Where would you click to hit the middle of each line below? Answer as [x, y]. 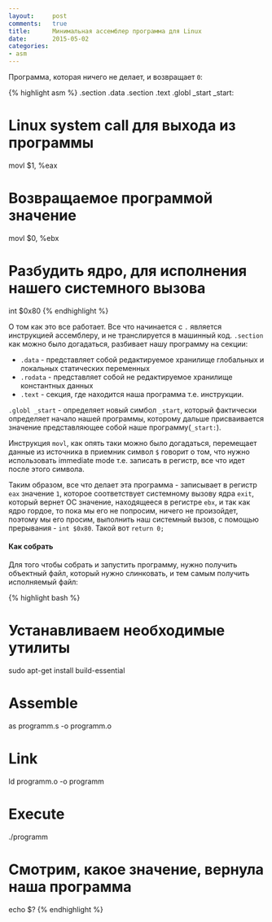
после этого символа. [46, 469]
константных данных [57, 385]
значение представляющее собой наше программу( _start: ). [115, 427]
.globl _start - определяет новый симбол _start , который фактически [133, 410]
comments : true [38, 24]
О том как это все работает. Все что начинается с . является [115, 326]
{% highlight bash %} [44, 598]
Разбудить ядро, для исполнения [127, 271]
